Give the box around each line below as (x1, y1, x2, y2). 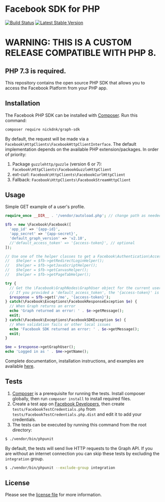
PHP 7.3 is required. (5, 67, 66, 75)
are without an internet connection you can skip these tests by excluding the (5, 450, 160, 456)
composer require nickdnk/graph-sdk (5, 127, 80, 132)
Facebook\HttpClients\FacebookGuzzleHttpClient (12, 167, 111, 172)
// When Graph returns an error (9, 304, 76, 309)
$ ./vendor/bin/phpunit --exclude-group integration (5, 465, 115, 470)
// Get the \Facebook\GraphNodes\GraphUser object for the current (9, 286, 151, 291)
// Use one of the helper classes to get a (5, 254, 96, 259)
